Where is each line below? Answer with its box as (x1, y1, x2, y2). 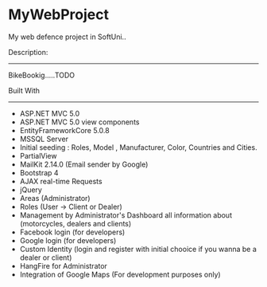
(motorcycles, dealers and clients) (19, 218, 132, 228)
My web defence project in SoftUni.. (8, 32, 126, 41)
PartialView (19, 151, 57, 160)
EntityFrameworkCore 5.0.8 (19, 125, 110, 135)
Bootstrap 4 (19, 167, 59, 177)
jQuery (19, 185, 42, 195)
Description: (8, 47, 48, 57)
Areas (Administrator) (19, 193, 91, 202)
